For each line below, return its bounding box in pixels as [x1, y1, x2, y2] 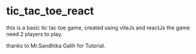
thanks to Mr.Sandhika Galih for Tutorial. [6, 42, 106, 49]
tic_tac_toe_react [6, 4, 94, 18]
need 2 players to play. [6, 30, 63, 37]
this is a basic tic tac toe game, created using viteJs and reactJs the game [6, 24, 191, 31]
